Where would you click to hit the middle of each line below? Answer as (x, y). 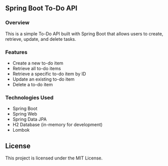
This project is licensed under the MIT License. (54, 158)
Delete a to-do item (33, 84)
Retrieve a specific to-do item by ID (49, 74)
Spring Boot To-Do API (41, 8)
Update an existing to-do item (43, 79)
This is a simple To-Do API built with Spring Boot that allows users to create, (84, 34)
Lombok (21, 130)
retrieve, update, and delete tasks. (41, 39)
